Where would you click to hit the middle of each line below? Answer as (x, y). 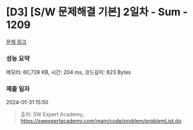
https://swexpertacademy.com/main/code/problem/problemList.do (101, 121)
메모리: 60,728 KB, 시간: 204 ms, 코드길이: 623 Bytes (69, 72)
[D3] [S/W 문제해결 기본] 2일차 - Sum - (97, 12)
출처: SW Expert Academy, (52, 114)
